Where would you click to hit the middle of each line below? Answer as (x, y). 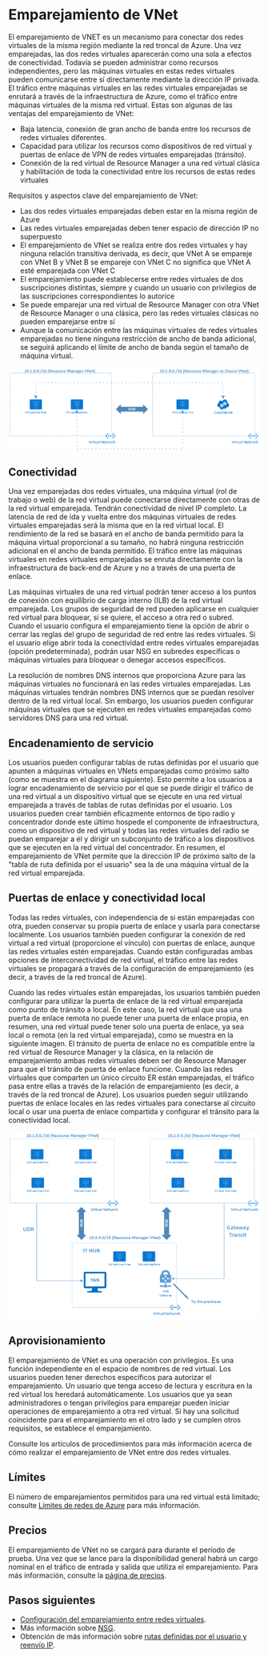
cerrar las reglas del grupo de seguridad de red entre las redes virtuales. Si (132, 635)
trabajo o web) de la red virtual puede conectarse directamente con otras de (134, 500)
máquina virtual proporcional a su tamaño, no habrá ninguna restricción (126, 543)
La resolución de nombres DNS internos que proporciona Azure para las (127, 676)
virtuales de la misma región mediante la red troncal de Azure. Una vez (125, 45)
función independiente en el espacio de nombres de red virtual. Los (120, 1368)
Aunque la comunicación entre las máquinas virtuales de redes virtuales (138, 330)
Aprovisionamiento (57, 1341)
